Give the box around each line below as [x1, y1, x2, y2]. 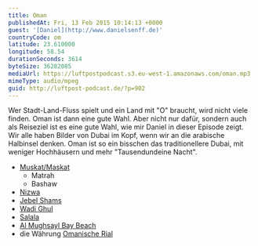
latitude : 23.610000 [8, 41, 76, 49]
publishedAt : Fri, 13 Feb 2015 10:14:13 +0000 [8, 19, 163, 27]
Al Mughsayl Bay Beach [19, 221, 96, 230]
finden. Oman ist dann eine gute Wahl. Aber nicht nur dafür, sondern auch [8, 114, 247, 124]
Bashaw [31, 179, 57, 189]
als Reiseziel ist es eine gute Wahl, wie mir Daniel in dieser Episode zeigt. [8, 122, 245, 132]
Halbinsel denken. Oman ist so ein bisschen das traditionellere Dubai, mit [8, 139, 244, 149]
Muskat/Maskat [19, 162, 71, 172]
